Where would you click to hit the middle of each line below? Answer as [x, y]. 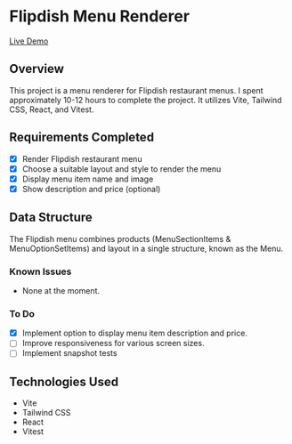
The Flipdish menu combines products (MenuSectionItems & [120, 238]
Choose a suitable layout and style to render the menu [122, 169]
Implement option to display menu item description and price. [134, 333]
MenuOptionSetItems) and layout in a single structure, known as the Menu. [146, 248]
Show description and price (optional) [91, 189]
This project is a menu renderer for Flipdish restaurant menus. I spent [137, 90]
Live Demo [29, 41]
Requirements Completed [81, 137]
